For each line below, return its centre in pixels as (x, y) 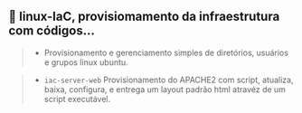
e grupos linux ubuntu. (86, 62)
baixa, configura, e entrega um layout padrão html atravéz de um (165, 89)
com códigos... (52, 31)
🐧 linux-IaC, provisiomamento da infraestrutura (144, 17)
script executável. (77, 99)
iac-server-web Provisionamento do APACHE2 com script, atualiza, (169, 80)
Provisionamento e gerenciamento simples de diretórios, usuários (166, 52)
